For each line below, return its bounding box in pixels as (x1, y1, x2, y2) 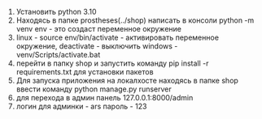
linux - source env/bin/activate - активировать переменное (15, 32, 220, 42)
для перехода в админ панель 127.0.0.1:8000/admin (15, 93, 194, 102)
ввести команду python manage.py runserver (15, 84, 172, 94)
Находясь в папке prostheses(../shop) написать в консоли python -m (15, 15, 255, 25)
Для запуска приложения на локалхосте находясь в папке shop (15, 76, 238, 85)
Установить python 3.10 (15, 7, 97, 16)
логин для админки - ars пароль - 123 (15, 101, 147, 111)
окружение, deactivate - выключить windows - (15, 41, 178, 51)
